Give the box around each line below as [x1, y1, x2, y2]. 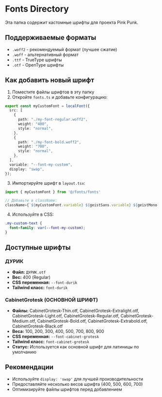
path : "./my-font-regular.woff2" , [17, 117, 88, 122]
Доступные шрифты [5, 243, 71, 252]
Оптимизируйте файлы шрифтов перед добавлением [12, 386, 122, 392]
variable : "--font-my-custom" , [9, 162, 73, 167]
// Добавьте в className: [5, 198, 57, 203]
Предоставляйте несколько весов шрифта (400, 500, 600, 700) [12, 381, 143, 387]
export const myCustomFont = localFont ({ [5, 104, 90, 108]
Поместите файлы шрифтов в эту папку [12, 89, 95, 95]
